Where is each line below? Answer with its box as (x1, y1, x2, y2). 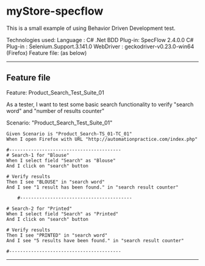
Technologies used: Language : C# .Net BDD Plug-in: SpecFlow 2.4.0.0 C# (6, 36, 194, 43)
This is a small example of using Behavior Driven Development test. (6, 24, 176, 32)
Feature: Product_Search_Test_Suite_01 (6, 88, 105, 96)
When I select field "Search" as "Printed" (6, 210, 119, 217)
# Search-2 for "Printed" (6, 206, 72, 212)
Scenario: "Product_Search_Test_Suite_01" (6, 119, 113, 126)
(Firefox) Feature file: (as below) (6, 49, 87, 56)
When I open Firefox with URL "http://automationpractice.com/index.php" (6, 136, 198, 142)
